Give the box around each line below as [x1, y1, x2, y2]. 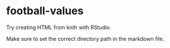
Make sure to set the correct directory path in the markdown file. [6, 35, 165, 42]
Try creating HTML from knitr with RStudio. [6, 24, 112, 31]
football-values [6, 4, 84, 18]
